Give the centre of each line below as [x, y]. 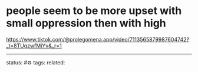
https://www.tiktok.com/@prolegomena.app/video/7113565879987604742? [98, 39]
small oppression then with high [86, 23]
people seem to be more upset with [94, 11]
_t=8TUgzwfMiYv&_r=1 [34, 46]
